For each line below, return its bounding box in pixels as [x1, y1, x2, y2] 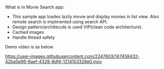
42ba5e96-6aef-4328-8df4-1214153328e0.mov [5, 59, 102, 64]
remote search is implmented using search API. [12, 19, 108, 24]
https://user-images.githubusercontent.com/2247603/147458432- [5, 53, 140, 59]
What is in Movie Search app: [5, 4, 65, 10]
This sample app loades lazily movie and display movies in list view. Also [12, 14, 159, 19]
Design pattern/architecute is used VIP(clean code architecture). [12, 24, 143, 30]
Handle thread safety [12, 34, 55, 40]
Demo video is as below [5, 44, 54, 49]
